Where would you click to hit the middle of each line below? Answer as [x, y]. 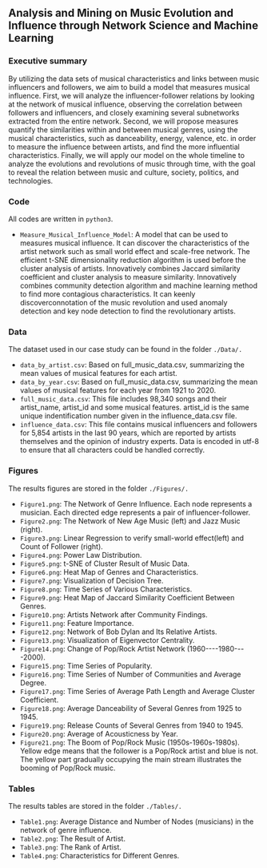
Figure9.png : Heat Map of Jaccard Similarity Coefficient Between [127, 597]
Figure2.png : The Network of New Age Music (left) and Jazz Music [130, 521]
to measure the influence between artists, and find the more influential [124, 147]
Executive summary [48, 61]
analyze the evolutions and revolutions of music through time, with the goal [132, 164]
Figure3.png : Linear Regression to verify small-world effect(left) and [132, 538]
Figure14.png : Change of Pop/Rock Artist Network [102, 648]
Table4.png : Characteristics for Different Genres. [100, 855]
